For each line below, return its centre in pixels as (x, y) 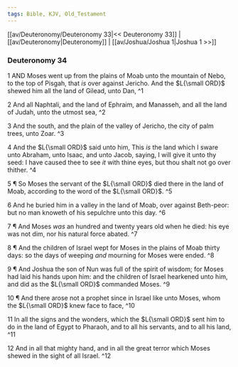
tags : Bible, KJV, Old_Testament (57, 14)
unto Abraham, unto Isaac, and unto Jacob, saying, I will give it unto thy (112, 154)
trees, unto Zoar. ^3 (36, 133)
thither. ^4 (22, 170)
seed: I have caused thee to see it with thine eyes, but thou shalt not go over (119, 162)
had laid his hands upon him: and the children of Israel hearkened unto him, (118, 276)
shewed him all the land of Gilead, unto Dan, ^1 (76, 90)
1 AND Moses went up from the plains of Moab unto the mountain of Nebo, (117, 75)
